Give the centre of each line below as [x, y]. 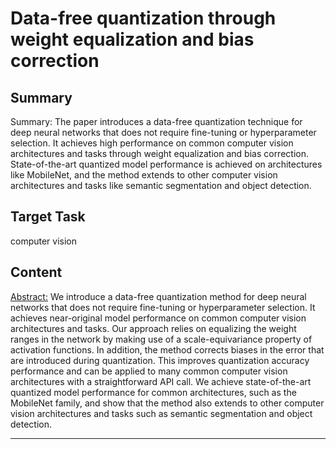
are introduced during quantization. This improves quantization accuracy [160, 360]
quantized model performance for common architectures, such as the [153, 392]
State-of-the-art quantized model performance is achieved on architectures [166, 164]
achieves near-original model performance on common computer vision [158, 318]
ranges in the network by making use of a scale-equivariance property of [161, 339]
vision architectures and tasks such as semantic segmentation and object [161, 413]
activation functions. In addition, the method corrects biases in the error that [167, 349]
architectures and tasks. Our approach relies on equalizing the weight [153, 328]
